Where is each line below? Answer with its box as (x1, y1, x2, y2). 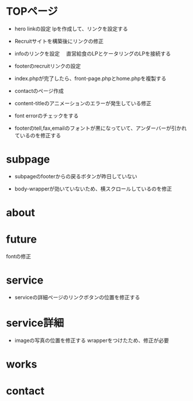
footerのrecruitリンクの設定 (14, 62, 81, 70)
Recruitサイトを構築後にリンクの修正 (14, 37, 104, 44)
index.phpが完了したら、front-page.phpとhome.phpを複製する (14, 75, 167, 82)
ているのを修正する (14, 132, 61, 139)
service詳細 (6, 316, 64, 330)
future (6, 233, 37, 246)
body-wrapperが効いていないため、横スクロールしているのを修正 (14, 185, 173, 192)
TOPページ (6, 5, 58, 18)
